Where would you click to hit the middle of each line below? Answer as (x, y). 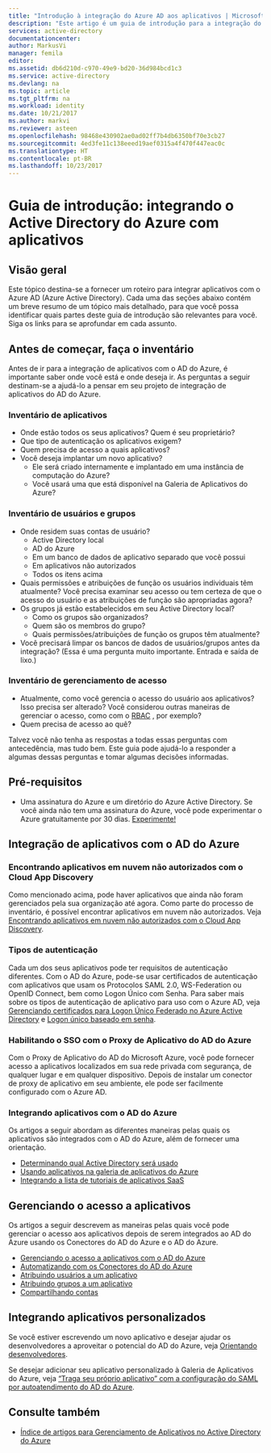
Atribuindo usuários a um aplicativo (79, 1275)
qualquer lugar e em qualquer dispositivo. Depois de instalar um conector (130, 1074)
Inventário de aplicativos (58, 415)
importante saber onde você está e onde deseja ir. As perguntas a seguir (129, 377)
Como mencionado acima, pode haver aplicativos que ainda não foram (126, 895)
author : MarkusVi (38, 46)
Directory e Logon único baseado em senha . (82, 1019)
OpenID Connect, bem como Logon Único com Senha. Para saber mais (126, 993)
